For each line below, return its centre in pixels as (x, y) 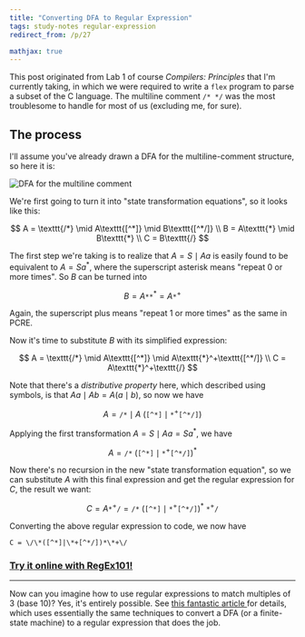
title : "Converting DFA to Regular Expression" (101, 18)
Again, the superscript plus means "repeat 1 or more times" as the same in (148, 314)
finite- (271, 613)
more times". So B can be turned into (79, 276)
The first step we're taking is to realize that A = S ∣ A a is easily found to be (149, 256)
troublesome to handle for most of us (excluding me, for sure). (126, 106)
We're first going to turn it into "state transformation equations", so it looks (148, 202)
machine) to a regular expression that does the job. (125, 622)
